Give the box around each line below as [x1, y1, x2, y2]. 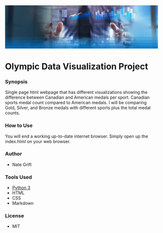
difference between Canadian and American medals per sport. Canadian [5, 94, 150, 100]
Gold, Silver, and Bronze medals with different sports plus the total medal [5, 105, 151, 111]
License [5, 213, 24, 219]
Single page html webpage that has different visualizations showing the [5, 90, 148, 95]
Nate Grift [12, 161, 32, 167]
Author [5, 150, 22, 157]
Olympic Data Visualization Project [5, 61, 148, 72]
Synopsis [5, 78, 28, 85]
